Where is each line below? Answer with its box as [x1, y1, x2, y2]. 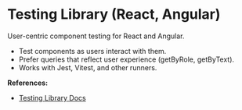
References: [7, 78, 49, 87]
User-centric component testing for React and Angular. [7, 31, 185, 41]
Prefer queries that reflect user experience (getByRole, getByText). [18, 55, 235, 64]
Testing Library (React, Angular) [7, 5, 221, 23]
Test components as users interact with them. [18, 46, 167, 55]
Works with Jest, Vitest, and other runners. [18, 62, 157, 72]
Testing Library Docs [18, 93, 87, 102]
